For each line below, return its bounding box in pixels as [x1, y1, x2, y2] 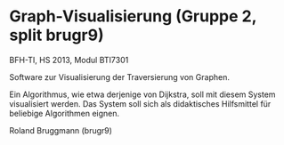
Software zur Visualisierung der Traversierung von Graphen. [9, 71, 230, 82]
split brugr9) [9, 25, 104, 45]
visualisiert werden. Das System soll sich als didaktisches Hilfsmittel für [9, 98, 272, 109]
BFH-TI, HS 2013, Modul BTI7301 [9, 54, 129, 65]
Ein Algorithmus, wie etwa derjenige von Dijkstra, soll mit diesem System [9, 89, 276, 100]
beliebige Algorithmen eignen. [9, 108, 120, 118]
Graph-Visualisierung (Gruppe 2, [9, 6, 256, 27]
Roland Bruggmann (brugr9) [9, 125, 113, 135]
